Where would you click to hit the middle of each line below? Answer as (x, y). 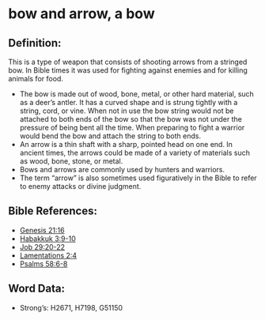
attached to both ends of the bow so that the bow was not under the (131, 119)
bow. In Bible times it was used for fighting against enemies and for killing (128, 70)
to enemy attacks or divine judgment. (80, 186)
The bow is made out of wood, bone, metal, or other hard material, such (137, 94)
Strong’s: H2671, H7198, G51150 (71, 307)
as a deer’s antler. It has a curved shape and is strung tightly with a (129, 102)
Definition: (35, 43)
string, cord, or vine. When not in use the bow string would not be (127, 111)
